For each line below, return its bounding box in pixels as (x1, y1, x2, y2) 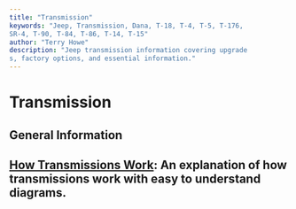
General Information (9, 128, 123, 143)
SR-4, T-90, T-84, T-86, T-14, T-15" (9, 29, 149, 38)
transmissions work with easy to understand (9, 171, 261, 186)
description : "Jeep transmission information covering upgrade (9, 46, 248, 55)
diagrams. (9, 185, 66, 200)
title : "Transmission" (9, 12, 93, 22)
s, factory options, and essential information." (9, 54, 197, 63)
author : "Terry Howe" (9, 37, 90, 47)
